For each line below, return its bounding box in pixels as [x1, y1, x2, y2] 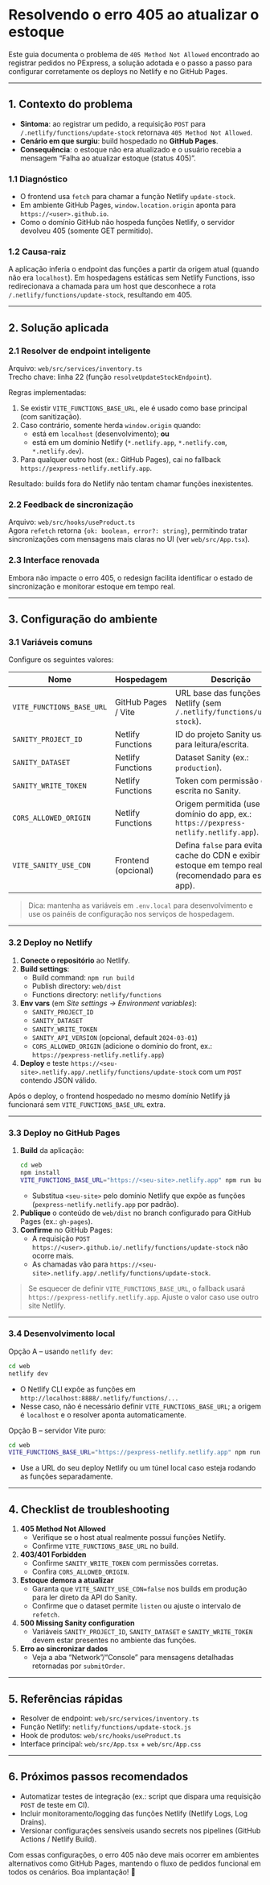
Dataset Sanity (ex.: [175, 752, 249, 764]
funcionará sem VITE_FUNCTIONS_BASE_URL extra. [8, 1099, 166, 1109]
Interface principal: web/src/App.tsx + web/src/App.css [19, 1739, 202, 1749]
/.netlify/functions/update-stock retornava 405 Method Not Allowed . [19, 127, 253, 137]
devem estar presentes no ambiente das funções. [31, 1635, 197, 1646]
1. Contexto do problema [8, 98, 133, 111]
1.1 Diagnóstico [8, 173, 68, 185]
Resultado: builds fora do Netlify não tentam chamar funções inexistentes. [8, 479, 254, 489]
